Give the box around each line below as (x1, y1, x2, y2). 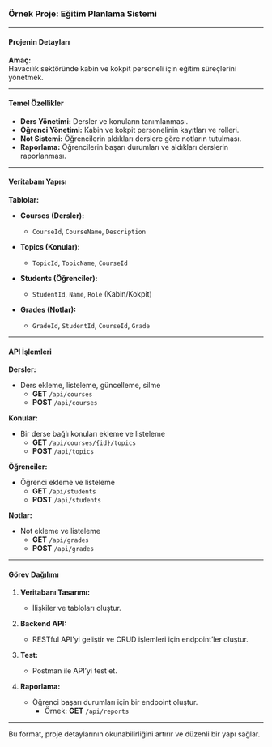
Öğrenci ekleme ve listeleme (19, 478, 116, 488)
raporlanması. (19, 151, 66, 160)
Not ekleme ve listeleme (19, 527, 101, 536)
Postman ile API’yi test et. (32, 666, 117, 676)
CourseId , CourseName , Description (32, 226, 147, 236)
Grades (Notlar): (19, 305, 77, 314)
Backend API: (19, 619, 67, 629)
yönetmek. (8, 72, 45, 82)
